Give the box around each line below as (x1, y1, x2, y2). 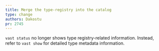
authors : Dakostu (5, 16, 42, 21)
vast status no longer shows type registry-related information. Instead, (5, 35, 154, 41)
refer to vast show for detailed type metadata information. (5, 40, 125, 46)
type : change (5, 12, 33, 17)
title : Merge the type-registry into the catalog (5, 7, 112, 12)
